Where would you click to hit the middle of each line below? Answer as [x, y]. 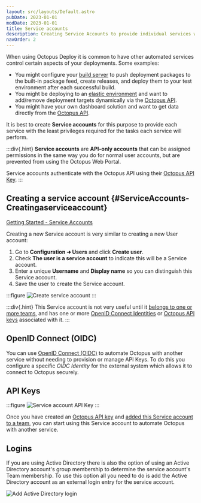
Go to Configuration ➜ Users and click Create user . [79, 252]
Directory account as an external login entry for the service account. [91, 482]
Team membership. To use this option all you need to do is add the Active [97, 476]
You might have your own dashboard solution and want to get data [97, 106]
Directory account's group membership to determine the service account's [98, 469]
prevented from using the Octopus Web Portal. [64, 162]
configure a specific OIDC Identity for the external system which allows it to [99, 366]
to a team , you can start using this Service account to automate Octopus [95, 423]
